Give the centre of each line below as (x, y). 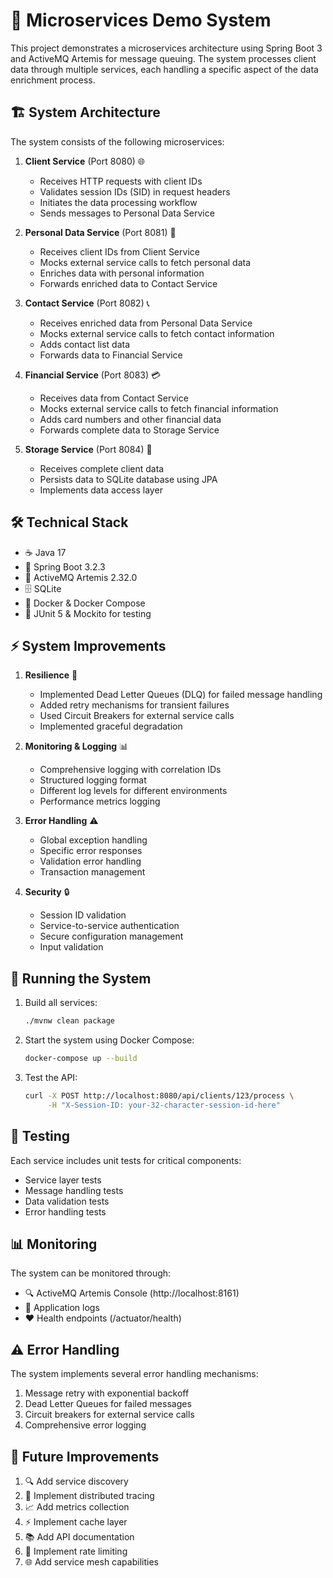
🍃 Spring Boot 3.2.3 (65, 566)
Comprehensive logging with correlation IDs (130, 770)
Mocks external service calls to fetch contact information (157, 333)
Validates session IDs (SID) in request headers (135, 191)
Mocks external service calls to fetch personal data (145, 262)
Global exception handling (93, 840)
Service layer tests (63, 1180)
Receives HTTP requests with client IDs (121, 181)
